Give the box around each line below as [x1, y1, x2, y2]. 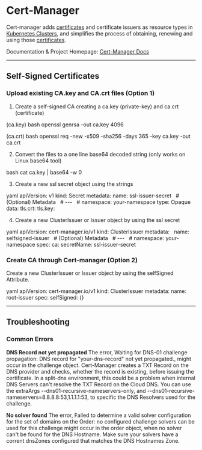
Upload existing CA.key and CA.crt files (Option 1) [6, 89, 155, 97]
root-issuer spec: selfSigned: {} [6, 294, 84, 301]
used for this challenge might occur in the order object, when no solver [6, 424, 182, 431]
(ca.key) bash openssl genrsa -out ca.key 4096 [6, 121, 124, 128]
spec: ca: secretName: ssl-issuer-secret [36, 241, 136, 248]
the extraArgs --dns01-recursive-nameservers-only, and [6, 387, 146, 394]
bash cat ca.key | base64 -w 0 [6, 168, 82, 176]
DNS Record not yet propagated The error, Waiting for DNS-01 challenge [6, 348, 188, 356]
